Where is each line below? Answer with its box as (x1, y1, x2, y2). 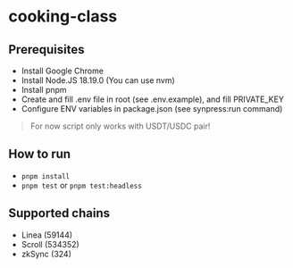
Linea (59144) (21, 230, 73, 240)
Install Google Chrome (21, 65, 105, 76)
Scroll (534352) (21, 239, 80, 249)
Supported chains (8, 205, 111, 221)
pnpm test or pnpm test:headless (21, 180, 142, 190)
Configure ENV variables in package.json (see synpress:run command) (21, 104, 283, 113)
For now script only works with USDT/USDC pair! (29, 121, 211, 131)
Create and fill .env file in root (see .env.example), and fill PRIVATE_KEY (21, 94, 285, 105)
